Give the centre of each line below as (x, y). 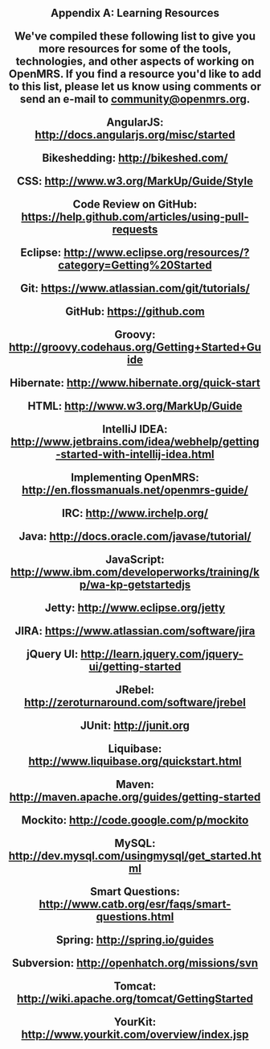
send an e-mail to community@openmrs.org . (135, 99)
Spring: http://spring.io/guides (135, 940)
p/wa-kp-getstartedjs (135, 585)
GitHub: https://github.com (135, 312)
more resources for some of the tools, (135, 49)
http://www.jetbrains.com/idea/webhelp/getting (135, 442)
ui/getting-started (135, 667)
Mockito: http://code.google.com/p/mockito (135, 820)
